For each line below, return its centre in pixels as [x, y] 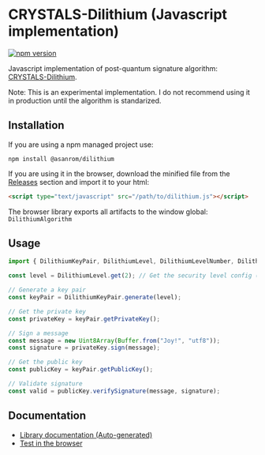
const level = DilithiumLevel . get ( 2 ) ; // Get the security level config [130, 276]
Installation [36, 125]
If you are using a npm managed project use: [81, 145]
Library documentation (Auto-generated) [86, 434]
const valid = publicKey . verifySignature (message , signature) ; [114, 391]
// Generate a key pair [47, 290]
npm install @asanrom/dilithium [61, 159]
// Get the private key [47, 311]
